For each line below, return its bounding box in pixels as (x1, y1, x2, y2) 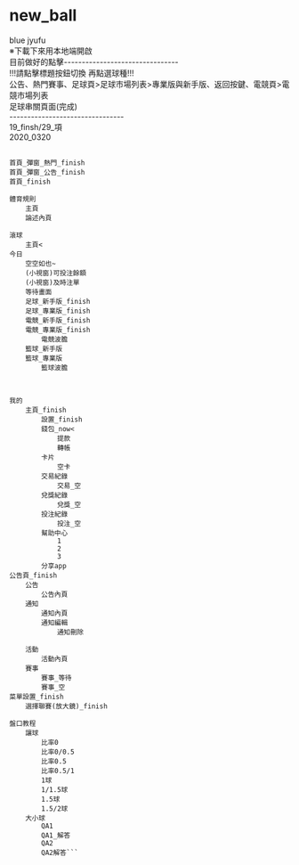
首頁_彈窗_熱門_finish (9, 158, 85, 167)
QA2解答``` (41, 848, 79, 857)
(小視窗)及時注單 (25, 278, 80, 287)
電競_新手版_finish (25, 315, 91, 325)
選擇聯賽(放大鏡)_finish (25, 701, 109, 711)
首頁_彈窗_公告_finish (9, 167, 85, 176)
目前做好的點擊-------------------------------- (9, 56, 180, 67)
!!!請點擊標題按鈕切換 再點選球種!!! (9, 68, 135, 78)
